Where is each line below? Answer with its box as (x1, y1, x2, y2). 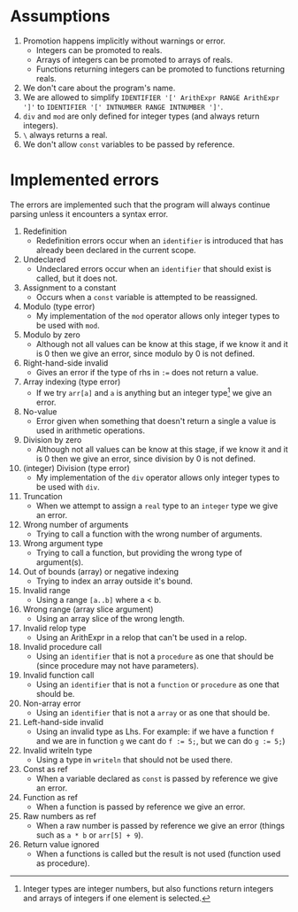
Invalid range (22, 584, 71, 595)
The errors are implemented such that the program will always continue (10, 199, 271, 210)
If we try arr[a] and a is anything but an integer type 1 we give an (35, 385, 272, 398)
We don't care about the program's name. (22, 82, 176, 93)
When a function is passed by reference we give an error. (35, 801, 246, 812)
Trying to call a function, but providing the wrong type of (35, 547, 242, 558)
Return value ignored (22, 839, 100, 849)
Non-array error (22, 698, 81, 708)
